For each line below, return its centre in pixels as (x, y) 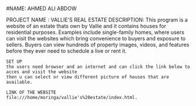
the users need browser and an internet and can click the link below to (98, 67)
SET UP (14, 61)
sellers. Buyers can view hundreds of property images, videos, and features (98, 45)
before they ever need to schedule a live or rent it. (67, 51)
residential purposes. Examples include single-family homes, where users (95, 32)
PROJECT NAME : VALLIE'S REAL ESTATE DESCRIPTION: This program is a (97, 20)
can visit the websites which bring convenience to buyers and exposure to (96, 38)
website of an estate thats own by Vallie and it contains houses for (86, 26)
